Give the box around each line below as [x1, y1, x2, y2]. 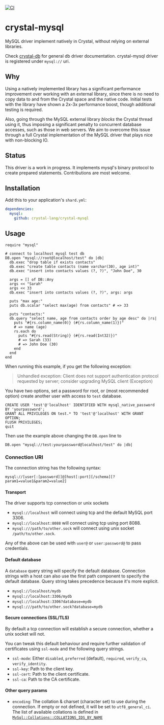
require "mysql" [5, 242, 38, 248]
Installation [5, 184, 40, 192]
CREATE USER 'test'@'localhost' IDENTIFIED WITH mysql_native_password [5, 402, 155, 407]
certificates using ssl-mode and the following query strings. [5, 646, 124, 652]
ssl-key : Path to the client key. [12, 666, 74, 672]
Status [5, 151, 26, 160]
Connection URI [5, 454, 43, 461]
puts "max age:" [9, 298, 43, 303]
